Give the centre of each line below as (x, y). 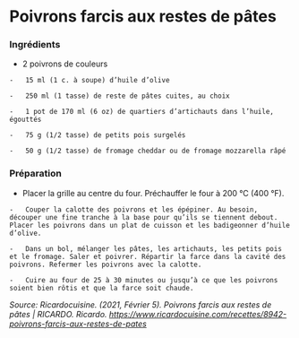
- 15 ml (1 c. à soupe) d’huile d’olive (90, 81)
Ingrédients (35, 45)
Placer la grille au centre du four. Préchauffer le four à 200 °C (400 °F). (153, 193)
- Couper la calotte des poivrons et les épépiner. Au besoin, (133, 209)
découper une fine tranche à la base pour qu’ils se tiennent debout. (144, 217)
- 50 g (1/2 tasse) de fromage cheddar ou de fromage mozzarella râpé (148, 151)
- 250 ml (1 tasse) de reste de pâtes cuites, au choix (120, 96)
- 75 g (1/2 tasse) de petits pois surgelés (98, 135)
